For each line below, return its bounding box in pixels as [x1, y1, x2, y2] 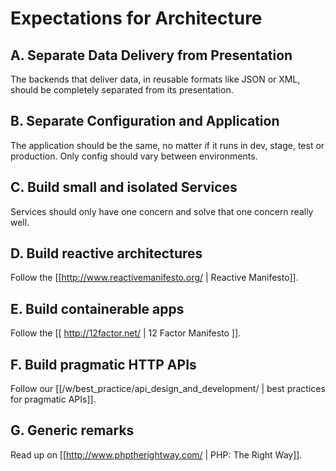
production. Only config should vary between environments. [10, 150, 258, 162]
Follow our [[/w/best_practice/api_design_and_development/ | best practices [10, 383, 326, 395]
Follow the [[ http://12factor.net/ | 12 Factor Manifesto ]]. [10, 327, 242, 339]
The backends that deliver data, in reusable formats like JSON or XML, [10, 73, 301, 85]
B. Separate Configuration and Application [10, 113, 280, 130]
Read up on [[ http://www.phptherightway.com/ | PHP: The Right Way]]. [10, 448, 303, 461]
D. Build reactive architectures [10, 245, 203, 262]
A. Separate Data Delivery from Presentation [10, 47, 293, 64]
